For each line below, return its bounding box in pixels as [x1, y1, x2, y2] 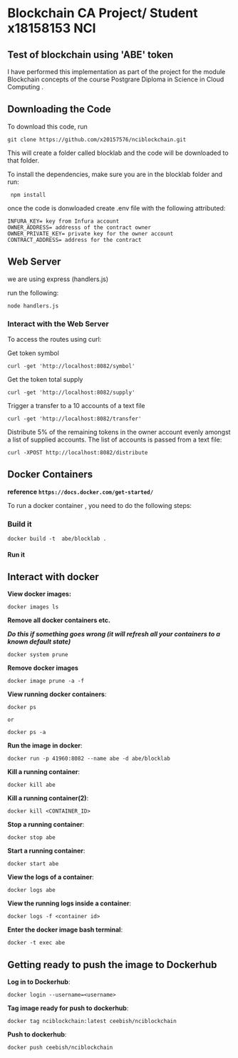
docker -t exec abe [7, 940, 66, 947]
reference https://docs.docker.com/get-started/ [7, 487, 154, 496]
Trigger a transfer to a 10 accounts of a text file [7, 401, 145, 410]
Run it [7, 550, 25, 559]
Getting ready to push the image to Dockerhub [7, 958, 217, 971]
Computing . [7, 83, 44, 91]
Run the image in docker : [7, 741, 83, 750]
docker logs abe [7, 887, 56, 894]
